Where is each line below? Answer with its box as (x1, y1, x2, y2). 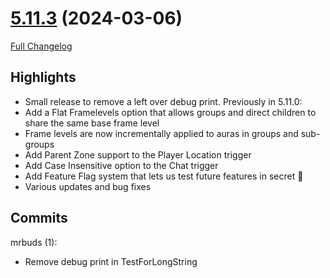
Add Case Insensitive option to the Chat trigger (24, 159, 219, 171)
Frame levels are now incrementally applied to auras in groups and (24, 127, 299, 139)
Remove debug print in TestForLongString (24, 255, 198, 267)
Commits (10, 210, 68, 227)
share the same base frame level (24, 117, 160, 129)
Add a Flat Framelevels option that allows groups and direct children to (24, 106, 317, 118)
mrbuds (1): (10, 236, 58, 248)
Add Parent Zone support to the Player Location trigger (24, 148, 252, 161)
